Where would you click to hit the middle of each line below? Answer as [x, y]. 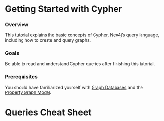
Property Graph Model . [28, 92]
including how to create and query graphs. [48, 40]
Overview [17, 25]
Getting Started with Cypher [64, 9]
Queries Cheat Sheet [48, 112]
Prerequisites [21, 76]
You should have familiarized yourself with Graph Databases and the [74, 88]
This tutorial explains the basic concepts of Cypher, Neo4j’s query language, [82, 35]
